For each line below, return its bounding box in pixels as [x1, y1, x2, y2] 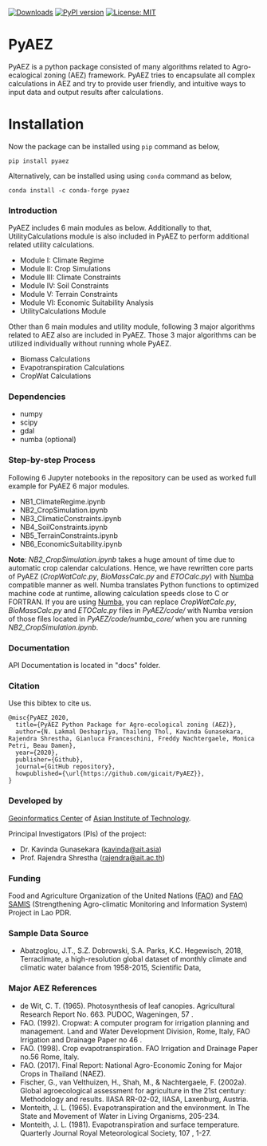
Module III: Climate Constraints [19, 272, 121, 283]
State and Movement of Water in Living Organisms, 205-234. [19, 1111, 220, 1120]
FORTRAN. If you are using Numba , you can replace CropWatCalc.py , [8, 597, 237, 607]
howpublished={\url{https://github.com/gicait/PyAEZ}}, [15, 770, 205, 778]
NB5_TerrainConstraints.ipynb [19, 531, 118, 540]
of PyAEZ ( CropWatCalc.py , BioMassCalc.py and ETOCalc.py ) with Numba [8, 571, 253, 581]
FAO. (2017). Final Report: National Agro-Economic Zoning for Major [19, 1060, 243, 1069]
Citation [8, 680, 40, 691]
